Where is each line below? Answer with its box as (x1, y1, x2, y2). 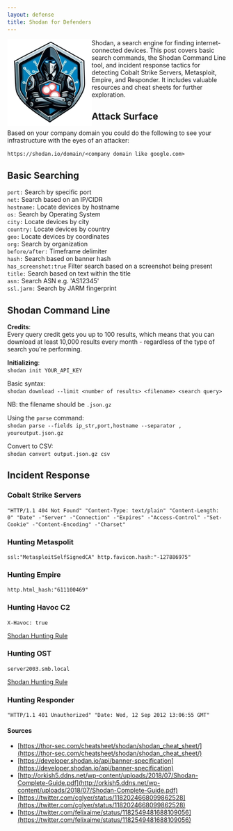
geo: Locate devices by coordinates (7, 232, 110, 241)
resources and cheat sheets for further (91, 83, 203, 91)
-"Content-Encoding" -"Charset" (32, 521, 127, 528)
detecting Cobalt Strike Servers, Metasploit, (91, 68, 217, 77)
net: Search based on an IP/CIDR (7, 196, 103, 204)
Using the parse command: (7, 413, 85, 422)
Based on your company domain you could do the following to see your (7, 129, 212, 137)
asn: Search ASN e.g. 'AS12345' (7, 277, 99, 285)
